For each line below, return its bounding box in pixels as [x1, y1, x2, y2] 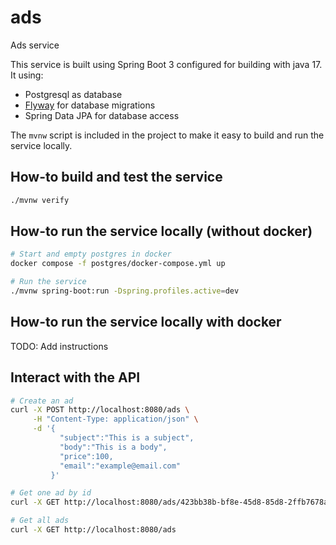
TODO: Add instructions [10, 340, 109, 352]
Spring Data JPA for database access [24, 109, 180, 121]
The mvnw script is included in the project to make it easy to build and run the [10, 129, 325, 141]
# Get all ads [10, 516, 70, 526]
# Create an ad [10, 396, 74, 406]
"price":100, [59, 451, 114, 461]
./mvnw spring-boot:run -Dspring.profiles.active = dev [10, 286, 240, 296]
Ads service [10, 39, 60, 51]
